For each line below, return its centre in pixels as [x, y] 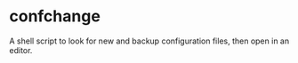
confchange [55, 16]
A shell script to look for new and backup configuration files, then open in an [149, 41]
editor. [21, 50]
